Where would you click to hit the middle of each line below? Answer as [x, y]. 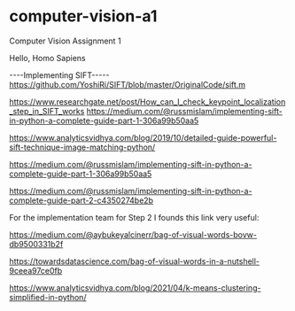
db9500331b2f [36, 244]
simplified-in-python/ [48, 297]
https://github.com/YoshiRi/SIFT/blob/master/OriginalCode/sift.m [128, 84]
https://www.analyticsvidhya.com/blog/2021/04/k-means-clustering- [135, 288]
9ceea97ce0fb [36, 270]
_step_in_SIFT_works [47, 111]
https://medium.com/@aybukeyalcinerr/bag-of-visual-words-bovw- [133, 234]
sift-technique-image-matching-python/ [82, 147]
